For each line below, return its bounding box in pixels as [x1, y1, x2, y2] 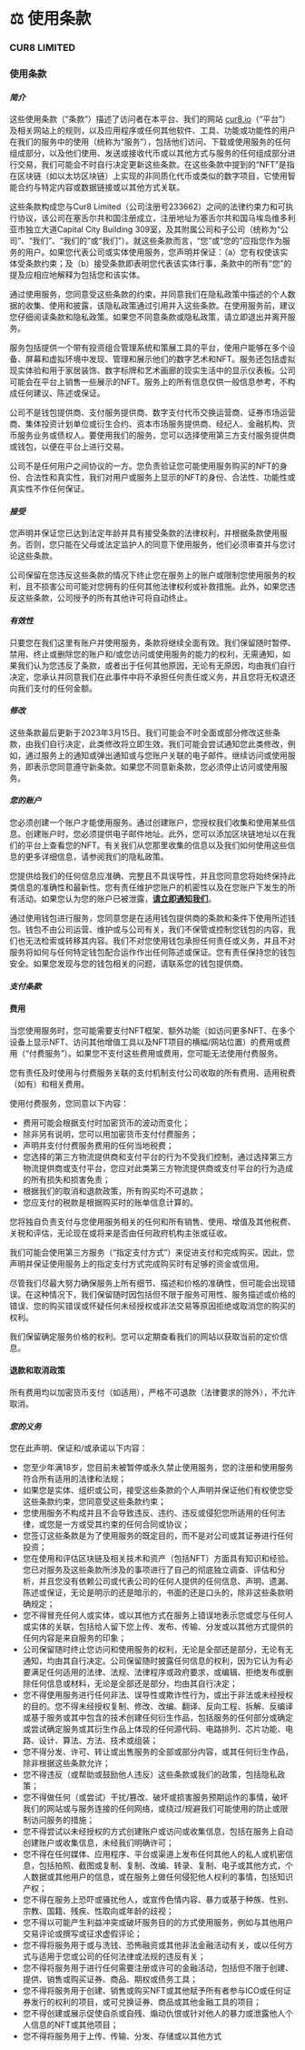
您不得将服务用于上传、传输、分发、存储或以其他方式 [22, 2031, 222, 2042]
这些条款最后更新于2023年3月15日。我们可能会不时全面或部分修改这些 [9, 727, 273, 738]
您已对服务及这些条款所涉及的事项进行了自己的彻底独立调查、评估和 [22, 1564, 278, 1575]
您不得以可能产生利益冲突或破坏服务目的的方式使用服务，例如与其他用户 [22, 1917, 293, 1928]
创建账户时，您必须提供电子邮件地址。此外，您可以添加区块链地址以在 [25, 829, 288, 840]
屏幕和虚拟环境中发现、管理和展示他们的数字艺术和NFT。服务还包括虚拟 [25, 354, 296, 365]
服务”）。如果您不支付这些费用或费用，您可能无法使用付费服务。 [44, 1047, 283, 1058]
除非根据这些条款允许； [22, 1758, 111, 1769]
